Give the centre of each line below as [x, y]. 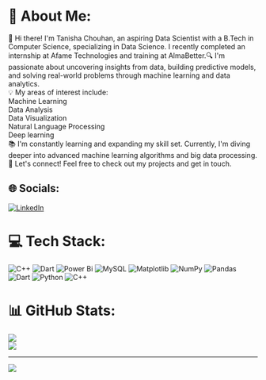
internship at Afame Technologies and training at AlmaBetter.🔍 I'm [117, 56]
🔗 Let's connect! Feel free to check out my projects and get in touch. [120, 163]
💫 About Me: [50, 16]
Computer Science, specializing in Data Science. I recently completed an [127, 46]
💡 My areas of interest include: [58, 92]
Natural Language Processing [57, 126]
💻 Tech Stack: [57, 241]
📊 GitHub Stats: [62, 311]
